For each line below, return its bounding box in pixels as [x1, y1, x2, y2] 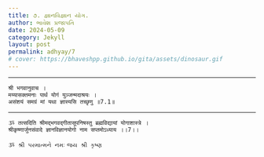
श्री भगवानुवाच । [8, 84, 46, 92]
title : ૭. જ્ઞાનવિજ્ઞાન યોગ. [8, 11, 89, 20]
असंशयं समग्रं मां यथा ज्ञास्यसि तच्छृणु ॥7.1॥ [8, 97, 115, 106]
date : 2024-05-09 [8, 26, 65, 34]
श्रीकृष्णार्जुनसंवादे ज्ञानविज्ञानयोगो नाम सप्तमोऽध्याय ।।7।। [8, 126, 140, 133]
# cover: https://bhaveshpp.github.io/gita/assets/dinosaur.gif [8, 56, 223, 64]
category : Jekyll [8, 33, 65, 42]
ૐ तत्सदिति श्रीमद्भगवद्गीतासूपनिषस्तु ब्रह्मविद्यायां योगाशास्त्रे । [8, 119, 149, 126]
